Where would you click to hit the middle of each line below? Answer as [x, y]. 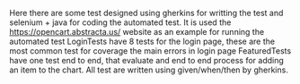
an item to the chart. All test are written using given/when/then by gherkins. [149, 70]
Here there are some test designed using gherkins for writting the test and [146, 13]
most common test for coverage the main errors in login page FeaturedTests [150, 51]
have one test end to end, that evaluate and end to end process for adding [147, 60]
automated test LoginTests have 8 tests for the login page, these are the [142, 41]
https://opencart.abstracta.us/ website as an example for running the [137, 32]
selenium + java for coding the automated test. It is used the [120, 22]
